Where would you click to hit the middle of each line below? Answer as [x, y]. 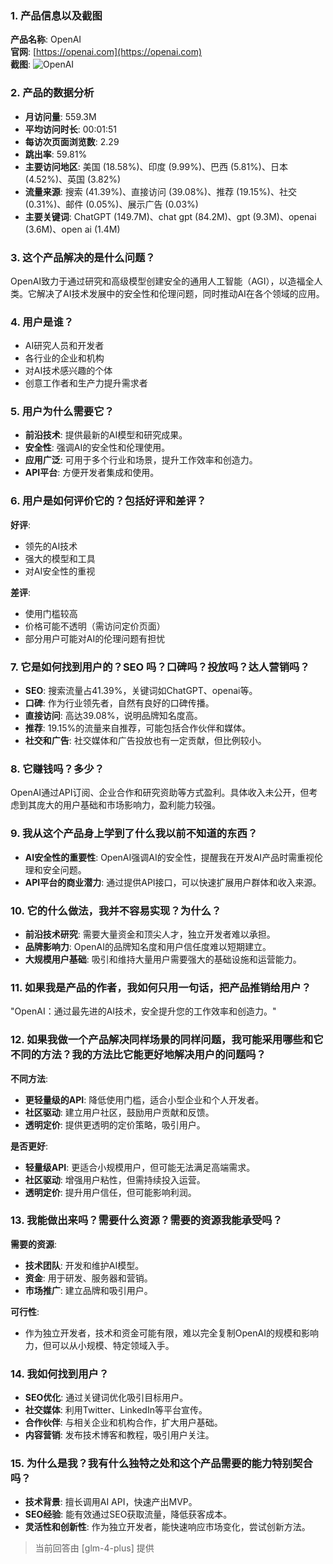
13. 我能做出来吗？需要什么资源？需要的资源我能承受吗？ [146, 1220]
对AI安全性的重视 [60, 571]
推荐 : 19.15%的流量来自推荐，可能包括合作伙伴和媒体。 [138, 728]
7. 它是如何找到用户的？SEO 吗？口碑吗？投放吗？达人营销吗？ [160, 667]
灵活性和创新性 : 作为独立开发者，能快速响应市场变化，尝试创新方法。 [167, 1527]
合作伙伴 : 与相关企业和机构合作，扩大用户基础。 [123, 1423]
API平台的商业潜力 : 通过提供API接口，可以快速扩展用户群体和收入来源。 [173, 882]
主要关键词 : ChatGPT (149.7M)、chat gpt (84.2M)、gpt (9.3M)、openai [170, 216]
